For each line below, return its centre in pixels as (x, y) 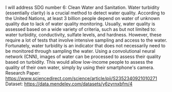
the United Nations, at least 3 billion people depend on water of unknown (83, 18)
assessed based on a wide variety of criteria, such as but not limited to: (81, 29)
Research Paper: (23, 73)
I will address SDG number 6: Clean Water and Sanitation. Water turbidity (82, 7)
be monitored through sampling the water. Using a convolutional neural (80, 51)
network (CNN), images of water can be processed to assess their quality (83, 57)
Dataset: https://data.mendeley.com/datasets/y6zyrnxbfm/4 (69, 84)
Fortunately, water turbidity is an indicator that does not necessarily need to (85, 45)
